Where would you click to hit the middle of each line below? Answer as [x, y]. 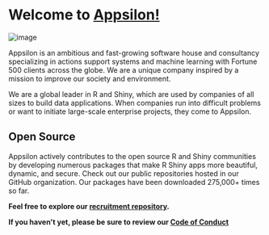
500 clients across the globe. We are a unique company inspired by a [124, 69]
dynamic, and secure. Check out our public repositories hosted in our [124, 173]
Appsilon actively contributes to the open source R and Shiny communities [132, 156]
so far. [19, 191]
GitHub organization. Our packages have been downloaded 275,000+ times [134, 182]
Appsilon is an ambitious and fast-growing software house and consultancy [134, 52]
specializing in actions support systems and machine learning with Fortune [133, 61]
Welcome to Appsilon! [84, 15]
